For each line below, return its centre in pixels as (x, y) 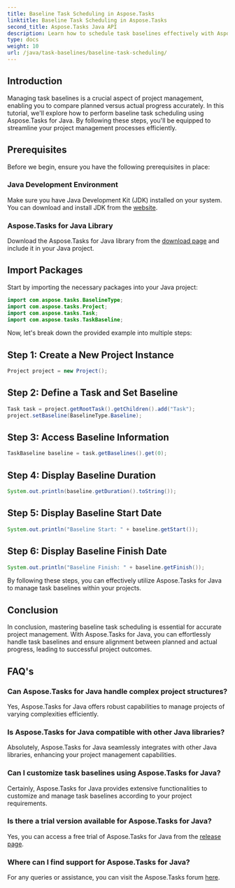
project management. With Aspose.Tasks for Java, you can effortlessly (109, 634)
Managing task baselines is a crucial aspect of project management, (106, 98)
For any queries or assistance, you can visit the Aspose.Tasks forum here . (114, 877)
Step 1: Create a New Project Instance (91, 355)
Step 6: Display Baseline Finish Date (87, 551)
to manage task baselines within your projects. (74, 588)
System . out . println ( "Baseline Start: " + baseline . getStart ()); (103, 529)
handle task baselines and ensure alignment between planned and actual (113, 642)
